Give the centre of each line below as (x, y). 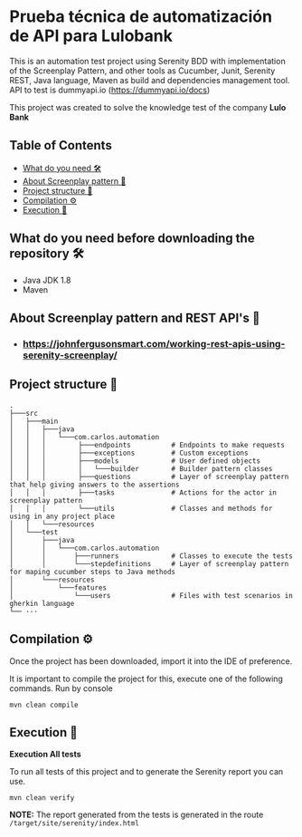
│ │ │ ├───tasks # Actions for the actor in (143, 492)
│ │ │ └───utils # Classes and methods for (141, 508)
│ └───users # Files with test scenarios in (151, 595)
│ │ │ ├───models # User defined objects (135, 461)
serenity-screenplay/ (70, 355)
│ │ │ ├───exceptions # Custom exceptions (129, 453)
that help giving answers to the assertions (94, 485)
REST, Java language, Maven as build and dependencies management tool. (150, 80)
